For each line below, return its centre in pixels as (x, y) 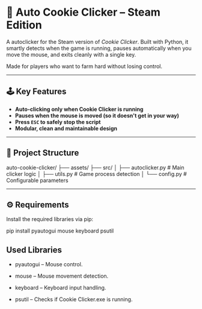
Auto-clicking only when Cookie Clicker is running (79, 109)
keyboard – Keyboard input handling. (60, 288)
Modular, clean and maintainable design (66, 128)
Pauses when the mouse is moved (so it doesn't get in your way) (97, 115)
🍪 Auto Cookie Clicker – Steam (83, 12)
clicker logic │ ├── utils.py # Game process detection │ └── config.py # (97, 173)
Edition (24, 25)
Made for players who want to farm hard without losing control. (84, 66)
